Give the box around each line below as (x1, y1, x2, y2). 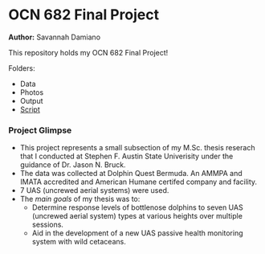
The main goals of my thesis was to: (19, 195, 141, 204)
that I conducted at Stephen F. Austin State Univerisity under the (19, 151, 234, 162)
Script (19, 104, 40, 114)
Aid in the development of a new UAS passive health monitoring (31, 228, 243, 238)
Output (19, 96, 43, 105)
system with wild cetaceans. (31, 237, 126, 247)
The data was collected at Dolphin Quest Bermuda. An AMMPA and (19, 169, 243, 178)
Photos (19, 87, 44, 97)
